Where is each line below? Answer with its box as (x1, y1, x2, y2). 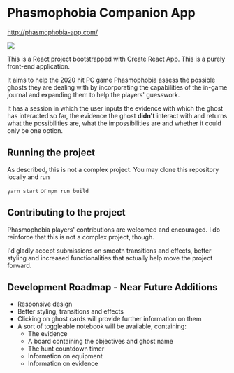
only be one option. (7, 126, 64, 134)
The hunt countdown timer (27, 344, 105, 353)
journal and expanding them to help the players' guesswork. (7, 90, 180, 99)
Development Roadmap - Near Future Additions (7, 281, 218, 293)
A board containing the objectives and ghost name (27, 337, 173, 346)
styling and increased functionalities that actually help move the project (7, 253, 213, 262)
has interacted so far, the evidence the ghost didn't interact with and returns (7, 111, 228, 120)
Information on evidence (27, 359, 98, 368)
